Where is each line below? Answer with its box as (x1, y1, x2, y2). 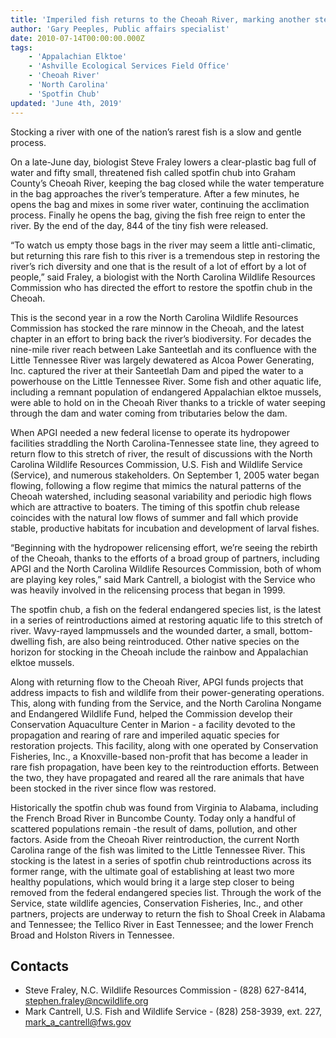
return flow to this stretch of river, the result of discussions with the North (10, 447, 313, 460)
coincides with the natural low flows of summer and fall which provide (10, 511, 299, 523)
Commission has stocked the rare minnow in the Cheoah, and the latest (10, 322, 305, 334)
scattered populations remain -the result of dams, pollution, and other (10, 822, 298, 835)
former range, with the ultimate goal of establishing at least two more (10, 865, 295, 877)
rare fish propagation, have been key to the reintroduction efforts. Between (10, 761, 320, 773)
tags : (10, 42, 33, 53)
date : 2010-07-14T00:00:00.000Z (10, 33, 145, 43)
